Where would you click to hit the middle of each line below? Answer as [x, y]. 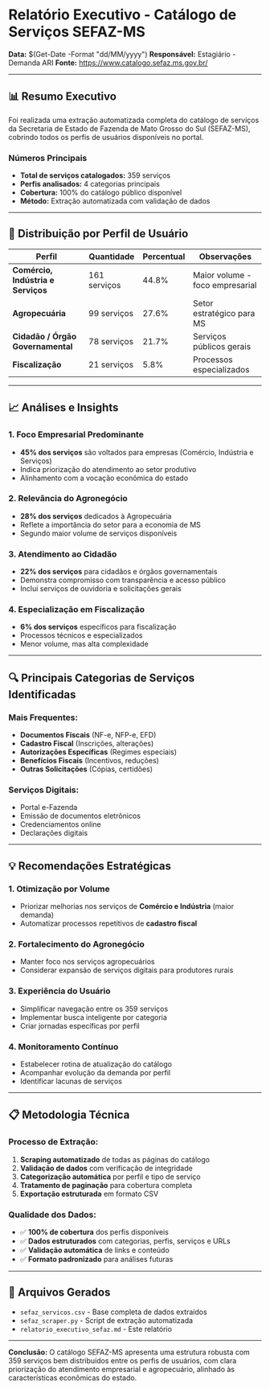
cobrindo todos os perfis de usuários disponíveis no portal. [106, 137]
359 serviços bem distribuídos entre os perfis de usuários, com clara [123, 1360]
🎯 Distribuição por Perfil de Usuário [98, 234]
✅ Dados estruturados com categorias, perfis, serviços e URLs [125, 1241]
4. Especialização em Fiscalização [77, 610]
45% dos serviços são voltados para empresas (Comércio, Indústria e [137, 452]
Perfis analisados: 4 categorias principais [90, 184]
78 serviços [111, 341]
